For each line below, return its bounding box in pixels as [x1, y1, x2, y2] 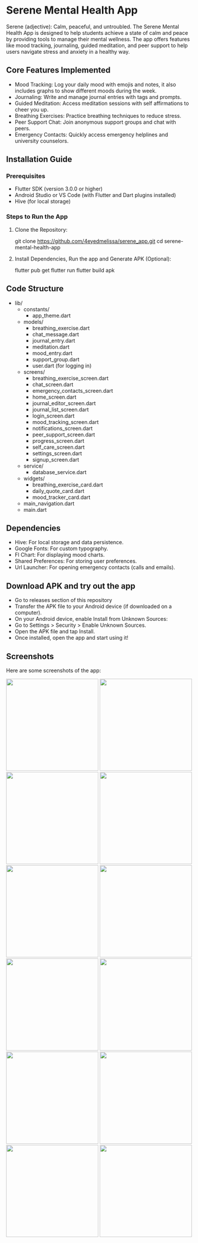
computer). [14, 609, 42, 616]
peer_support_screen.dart [32, 431, 95, 438]
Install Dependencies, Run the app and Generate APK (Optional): [14, 255, 171, 262]
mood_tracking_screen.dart [32, 418, 99, 425]
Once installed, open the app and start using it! [14, 634, 128, 642]
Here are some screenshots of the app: [6, 667, 101, 674]
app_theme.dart [32, 312, 71, 319]
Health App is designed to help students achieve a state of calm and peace [6, 29, 189, 36]
